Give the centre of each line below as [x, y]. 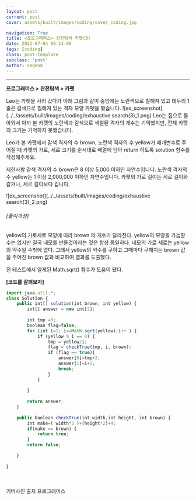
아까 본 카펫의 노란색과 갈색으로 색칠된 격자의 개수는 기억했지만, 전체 [99, 123]
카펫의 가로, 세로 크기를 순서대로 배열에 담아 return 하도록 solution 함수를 [106, 150]
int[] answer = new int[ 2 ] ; [61, 309]
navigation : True [27, 33]
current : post [23, 17]
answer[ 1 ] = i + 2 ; [76, 364]
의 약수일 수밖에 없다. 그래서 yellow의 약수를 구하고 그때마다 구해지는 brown [93, 249]
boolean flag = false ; [52, 325]
